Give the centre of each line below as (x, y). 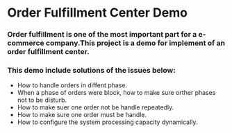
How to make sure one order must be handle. (82, 115)
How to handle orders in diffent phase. (72, 85)
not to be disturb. (42, 100)
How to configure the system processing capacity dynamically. (107, 122)
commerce (26, 43)
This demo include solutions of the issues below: (91, 71)
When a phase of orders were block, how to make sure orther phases (116, 93)
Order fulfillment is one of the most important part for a (102, 35)
